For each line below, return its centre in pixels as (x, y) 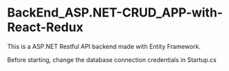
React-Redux (45, 27)
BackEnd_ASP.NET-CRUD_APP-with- (115, 13)
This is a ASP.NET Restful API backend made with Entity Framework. (104, 46)
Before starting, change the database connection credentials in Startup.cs (112, 59)
